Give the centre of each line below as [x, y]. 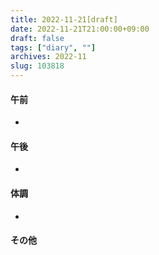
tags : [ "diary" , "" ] [53, 47]
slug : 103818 [37, 66]
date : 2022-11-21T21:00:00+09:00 [80, 29]
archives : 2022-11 [48, 57]
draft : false [37, 38]
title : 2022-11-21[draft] [64, 19]
